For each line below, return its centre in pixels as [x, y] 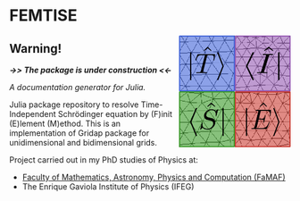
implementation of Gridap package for [79, 133]
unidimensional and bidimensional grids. [83, 142]
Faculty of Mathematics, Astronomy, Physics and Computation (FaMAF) [154, 177]
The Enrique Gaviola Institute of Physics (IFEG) [108, 187]
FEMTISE [43, 16]
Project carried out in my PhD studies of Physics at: [104, 160]
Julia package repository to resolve [74, 105]
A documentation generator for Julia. [77, 87]
